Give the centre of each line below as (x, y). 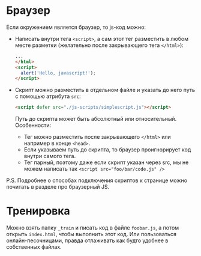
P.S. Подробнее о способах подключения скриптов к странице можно (97, 180)
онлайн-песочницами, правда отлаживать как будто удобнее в (87, 240)
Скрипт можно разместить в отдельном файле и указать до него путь (105, 90)
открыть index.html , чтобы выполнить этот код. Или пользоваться (91, 234)
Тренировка (38, 211)
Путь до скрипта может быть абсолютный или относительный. (96, 119)
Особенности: (33, 125)
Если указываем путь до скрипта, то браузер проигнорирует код (107, 150)
